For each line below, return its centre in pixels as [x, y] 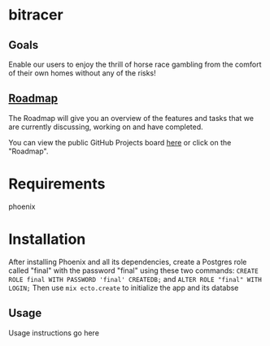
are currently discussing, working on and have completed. [106, 127]
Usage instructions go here [54, 333]
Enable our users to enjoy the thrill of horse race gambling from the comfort [135, 64]
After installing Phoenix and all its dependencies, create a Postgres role [128, 262]
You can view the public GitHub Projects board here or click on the [120, 142]
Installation [47, 239]
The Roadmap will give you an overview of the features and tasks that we [131, 118]
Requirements [57, 184]
